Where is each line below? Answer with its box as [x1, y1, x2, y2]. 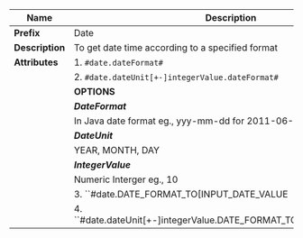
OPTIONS [73, 86, 115, 97]
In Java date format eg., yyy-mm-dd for [73, 114, 245, 127]
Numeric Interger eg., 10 [73, 173, 179, 186]
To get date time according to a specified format [73, 41, 278, 53]
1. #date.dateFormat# [73, 56, 164, 69]
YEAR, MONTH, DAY [73, 144, 161, 156]
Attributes [14, 56, 59, 69]
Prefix [14, 27, 41, 39]
